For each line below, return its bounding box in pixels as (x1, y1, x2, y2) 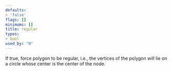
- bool (5, 37, 20, 42)
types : (5, 31, 20, 37)
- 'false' (5, 12, 27, 17)
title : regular (5, 27, 38, 32)
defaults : (5, 7, 27, 13)
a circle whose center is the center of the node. (5, 60, 106, 67)
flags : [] (5, 17, 27, 22)
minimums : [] (5, 22, 33, 27)
